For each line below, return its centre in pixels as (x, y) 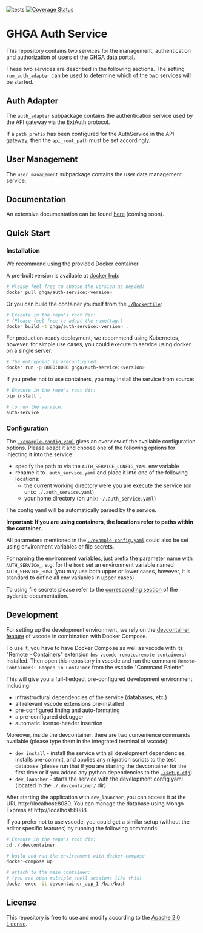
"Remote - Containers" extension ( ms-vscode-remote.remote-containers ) (96, 654)
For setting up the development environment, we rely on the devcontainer (98, 629)
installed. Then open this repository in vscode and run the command (92, 661)
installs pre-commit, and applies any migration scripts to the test (95, 759)
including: (19, 685)
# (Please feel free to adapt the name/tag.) (65, 321)
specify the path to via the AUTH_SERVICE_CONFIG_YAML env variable (97, 466)
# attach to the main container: (48, 873)
